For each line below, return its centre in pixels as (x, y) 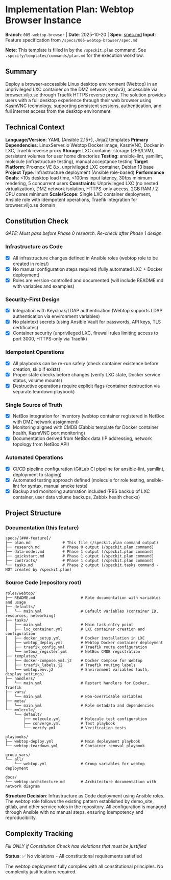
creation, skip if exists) (36, 369)
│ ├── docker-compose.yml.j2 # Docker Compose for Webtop (74, 661)
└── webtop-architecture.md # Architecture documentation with (81, 782)
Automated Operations (34, 457)
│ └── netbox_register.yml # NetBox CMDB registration (73, 652)
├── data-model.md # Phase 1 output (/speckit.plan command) (80, 552)
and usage (16, 602)
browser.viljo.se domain (30, 205)
